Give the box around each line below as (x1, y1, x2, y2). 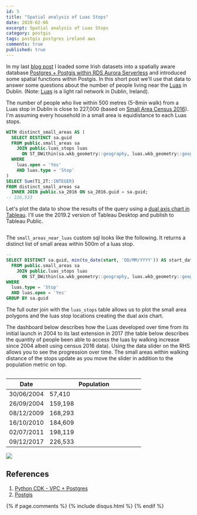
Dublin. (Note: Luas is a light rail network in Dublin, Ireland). (6, 87, 150, 94)
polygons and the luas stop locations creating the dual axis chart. (6, 312, 164, 319)
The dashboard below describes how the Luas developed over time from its (6, 324, 189, 330)
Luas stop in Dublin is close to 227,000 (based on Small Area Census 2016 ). (6, 105, 189, 112)
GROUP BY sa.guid (6, 296, 49, 301)
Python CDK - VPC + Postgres (14, 484, 88, 492)
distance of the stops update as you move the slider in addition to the (6, 355, 174, 361)
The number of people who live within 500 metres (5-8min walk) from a (6, 99, 179, 106)
